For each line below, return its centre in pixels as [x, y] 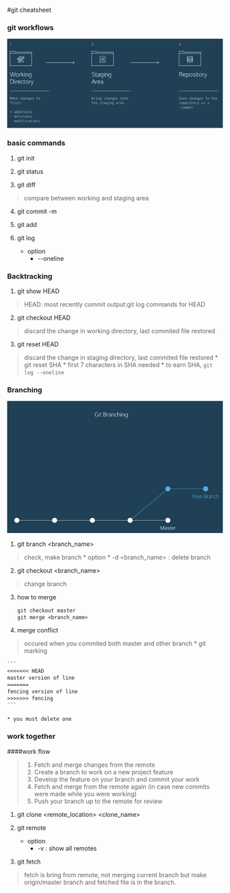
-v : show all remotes [67, 848]
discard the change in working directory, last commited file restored [119, 331]
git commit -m [37, 211]
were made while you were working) [85, 794]
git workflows [30, 27]
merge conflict [38, 630]
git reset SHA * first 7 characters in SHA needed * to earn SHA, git [118, 365]
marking [36, 651]
